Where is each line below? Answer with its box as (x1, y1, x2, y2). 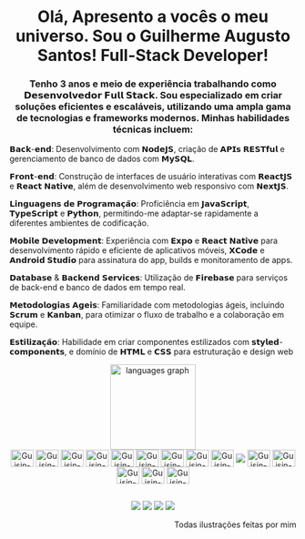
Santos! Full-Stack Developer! (37, 46, 269, 66)
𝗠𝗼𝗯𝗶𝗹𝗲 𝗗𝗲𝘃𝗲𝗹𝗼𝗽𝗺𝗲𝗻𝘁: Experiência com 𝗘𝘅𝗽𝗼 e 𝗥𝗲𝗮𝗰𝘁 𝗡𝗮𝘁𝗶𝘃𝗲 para (9, 235, 279, 247)
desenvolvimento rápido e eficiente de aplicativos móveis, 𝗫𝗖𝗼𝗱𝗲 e (9, 245, 266, 256)
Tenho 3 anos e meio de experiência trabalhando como (29, 77, 277, 90)
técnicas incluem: (112, 123, 194, 136)
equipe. (9, 319, 38, 330)
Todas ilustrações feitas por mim (174, 519, 297, 530)
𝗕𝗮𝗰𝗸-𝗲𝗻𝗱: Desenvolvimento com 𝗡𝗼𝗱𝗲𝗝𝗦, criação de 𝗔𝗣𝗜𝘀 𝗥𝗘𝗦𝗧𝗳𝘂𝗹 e (9, 144, 285, 155)
